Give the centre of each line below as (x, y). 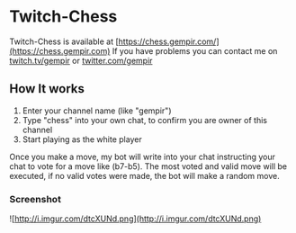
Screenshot (35, 199)
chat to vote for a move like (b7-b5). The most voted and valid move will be (148, 166)
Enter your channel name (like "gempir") (97, 111)
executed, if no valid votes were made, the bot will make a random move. (145, 175)
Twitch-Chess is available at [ (64, 41)
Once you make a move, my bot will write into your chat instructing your (143, 157)
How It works (47, 89)
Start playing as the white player (82, 139)
